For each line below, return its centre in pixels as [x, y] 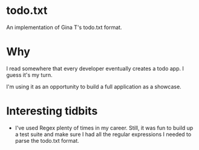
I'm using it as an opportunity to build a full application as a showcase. [94, 86]
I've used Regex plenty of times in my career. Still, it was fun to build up [104, 128]
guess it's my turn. [29, 75]
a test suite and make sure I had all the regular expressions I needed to [103, 134]
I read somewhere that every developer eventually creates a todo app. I [95, 68]
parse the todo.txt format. [47, 140]
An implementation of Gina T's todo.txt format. [64, 27]
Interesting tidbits [52, 111]
